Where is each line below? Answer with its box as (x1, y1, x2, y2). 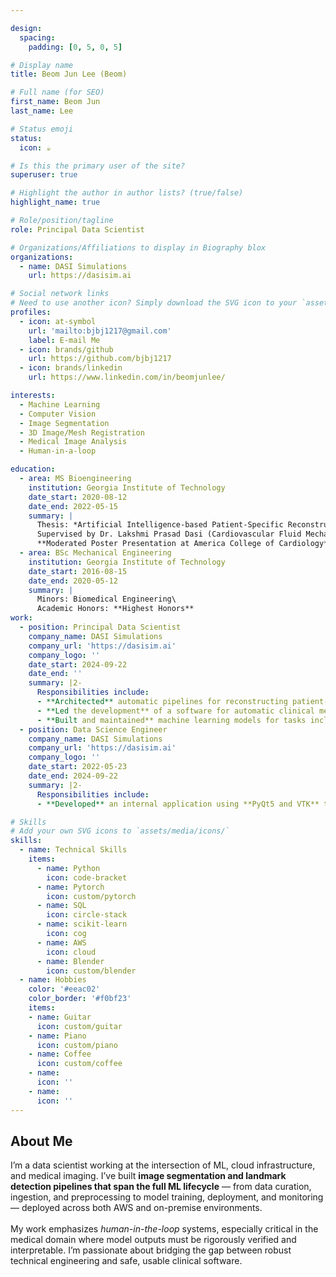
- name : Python (36, 863, 101, 873)
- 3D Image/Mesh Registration (19, 427, 145, 438)
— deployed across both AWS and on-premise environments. (10, 1202, 263, 1214)
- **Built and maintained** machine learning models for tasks (36, 715, 307, 725)
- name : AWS (36, 937, 87, 948)
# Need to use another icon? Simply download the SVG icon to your (10, 298, 298, 308)
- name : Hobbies (19, 975, 87, 985)
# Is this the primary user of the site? (10, 161, 186, 171)
